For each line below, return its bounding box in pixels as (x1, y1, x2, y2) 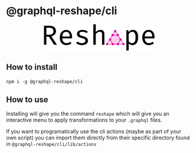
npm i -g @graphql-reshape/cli (6, 79, 83, 84)
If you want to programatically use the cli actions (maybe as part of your (6, 128, 182, 135)
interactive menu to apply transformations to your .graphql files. (6, 116, 162, 123)
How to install (6, 62, 58, 72)
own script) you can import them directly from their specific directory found (6, 134, 190, 141)
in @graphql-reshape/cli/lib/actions (6, 141, 97, 148)
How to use (6, 95, 48, 105)
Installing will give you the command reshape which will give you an (6, 110, 169, 118)
